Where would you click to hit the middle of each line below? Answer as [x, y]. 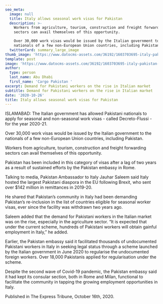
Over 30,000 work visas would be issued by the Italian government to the [78, 133]
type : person [23, 73]
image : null [22, 14]
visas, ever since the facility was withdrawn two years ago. [64, 207]
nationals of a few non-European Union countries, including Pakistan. [74, 139]
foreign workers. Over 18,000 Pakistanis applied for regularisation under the [81, 257]
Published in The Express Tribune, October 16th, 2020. [60, 297]
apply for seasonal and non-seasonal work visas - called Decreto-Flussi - [78, 119]
